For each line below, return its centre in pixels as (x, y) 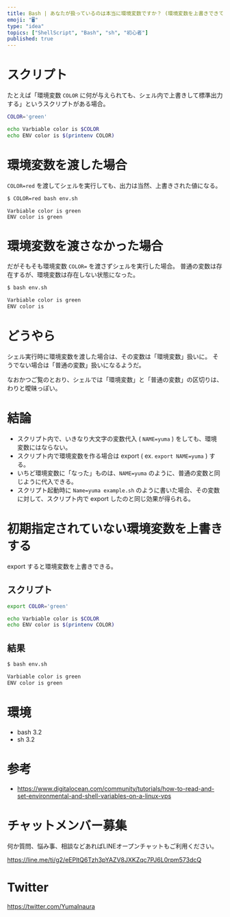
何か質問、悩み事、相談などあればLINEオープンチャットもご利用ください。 (112, 846)
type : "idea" (26, 26)
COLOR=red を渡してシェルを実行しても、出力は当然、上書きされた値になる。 (114, 185)
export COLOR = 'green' (38, 606)
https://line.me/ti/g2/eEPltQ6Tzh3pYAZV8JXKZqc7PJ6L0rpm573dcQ (104, 859)
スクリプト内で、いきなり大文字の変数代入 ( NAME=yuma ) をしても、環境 (117, 439)
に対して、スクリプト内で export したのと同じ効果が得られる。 (106, 498)
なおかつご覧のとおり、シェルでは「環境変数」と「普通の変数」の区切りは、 (115, 380)
